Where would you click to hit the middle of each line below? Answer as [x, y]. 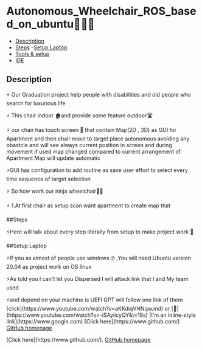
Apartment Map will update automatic [53, 158]
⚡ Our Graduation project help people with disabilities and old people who [99, 94]
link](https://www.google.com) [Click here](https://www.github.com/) [93, 321]
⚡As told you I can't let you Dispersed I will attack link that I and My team [97, 278]
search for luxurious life [36, 103]
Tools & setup [32, 54]
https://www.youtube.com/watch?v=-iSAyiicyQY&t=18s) [77, 315]
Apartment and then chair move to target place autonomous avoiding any [98, 139]
